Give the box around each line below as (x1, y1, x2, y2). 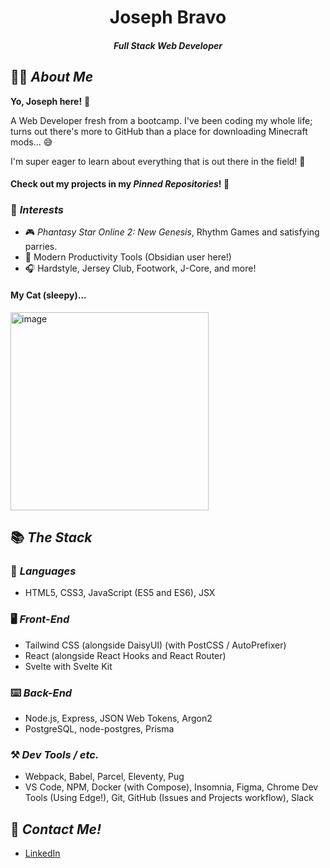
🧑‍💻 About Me (10, 69, 94, 86)
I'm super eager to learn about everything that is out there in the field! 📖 (10, 155, 306, 167)
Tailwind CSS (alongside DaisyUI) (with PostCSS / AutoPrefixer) (24, 639, 287, 651)
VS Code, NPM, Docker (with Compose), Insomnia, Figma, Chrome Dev (24, 781, 319, 793)
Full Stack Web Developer (113, 39, 223, 51)
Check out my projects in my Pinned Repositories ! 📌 (10, 178, 230, 190)
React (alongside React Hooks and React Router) (24, 649, 227, 661)
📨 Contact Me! (10, 821, 102, 838)
